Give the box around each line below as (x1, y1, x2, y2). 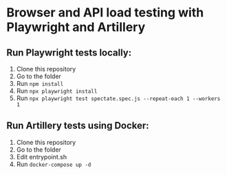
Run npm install (16, 80, 64, 87)
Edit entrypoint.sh (16, 152, 67, 161)
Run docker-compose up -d (16, 160, 91, 168)
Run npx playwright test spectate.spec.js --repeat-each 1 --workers (16, 94, 221, 102)
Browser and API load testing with (6, 5, 204, 21)
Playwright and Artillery (6, 19, 146, 35)
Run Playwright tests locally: (6, 47, 132, 58)
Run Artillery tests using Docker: (6, 120, 149, 132)
